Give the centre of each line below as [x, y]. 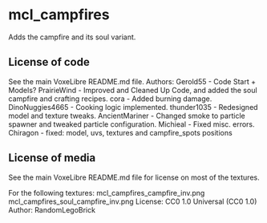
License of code [49, 62]
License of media [52, 158]
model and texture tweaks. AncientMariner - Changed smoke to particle [127, 116]
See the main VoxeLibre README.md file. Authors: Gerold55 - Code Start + [132, 81]
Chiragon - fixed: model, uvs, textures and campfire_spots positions [120, 132]
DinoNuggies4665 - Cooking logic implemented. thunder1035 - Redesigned [133, 107]
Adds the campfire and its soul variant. [72, 37]
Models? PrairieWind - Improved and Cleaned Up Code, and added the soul [133, 90]
